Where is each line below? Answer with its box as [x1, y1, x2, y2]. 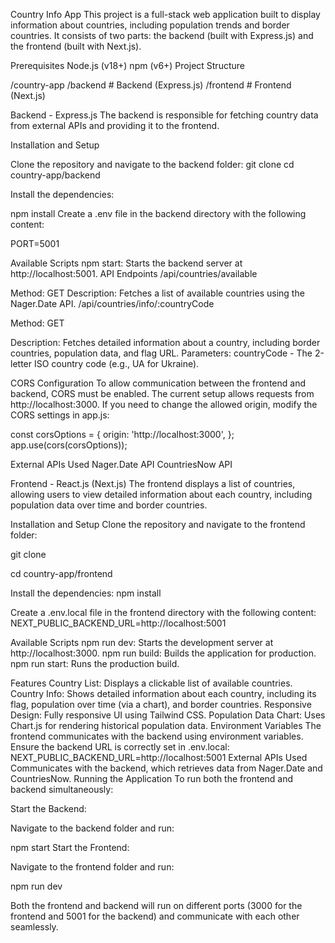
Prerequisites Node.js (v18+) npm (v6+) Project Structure [10, 60, 245, 71]
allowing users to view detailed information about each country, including [10, 489, 313, 500]
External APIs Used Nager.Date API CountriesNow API [10, 459, 233, 470]
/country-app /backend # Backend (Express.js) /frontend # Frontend [10, 79, 292, 91]
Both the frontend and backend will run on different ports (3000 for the [10, 900, 303, 911]
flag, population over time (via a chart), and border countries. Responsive [10, 699, 312, 710]
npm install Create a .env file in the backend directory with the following [10, 208, 307, 219]
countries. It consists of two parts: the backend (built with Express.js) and [10, 30, 314, 41]
